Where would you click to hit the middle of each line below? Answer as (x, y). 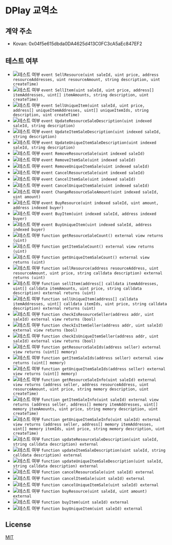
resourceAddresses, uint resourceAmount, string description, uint (86, 79)
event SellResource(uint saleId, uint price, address (100, 75)
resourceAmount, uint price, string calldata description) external (88, 273)
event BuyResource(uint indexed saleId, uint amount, (100, 203)
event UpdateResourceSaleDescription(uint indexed (97, 121)
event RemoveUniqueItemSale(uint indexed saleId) (95, 166)
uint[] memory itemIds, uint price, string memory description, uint (89, 429)
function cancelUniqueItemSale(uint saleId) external (100, 485)
